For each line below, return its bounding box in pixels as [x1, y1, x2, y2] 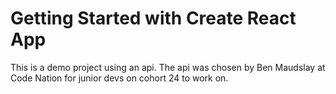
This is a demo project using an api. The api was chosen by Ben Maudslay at [10, 61, 326, 73]
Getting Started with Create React [10, 7, 297, 30]
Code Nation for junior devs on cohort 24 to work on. [10, 72, 229, 84]
